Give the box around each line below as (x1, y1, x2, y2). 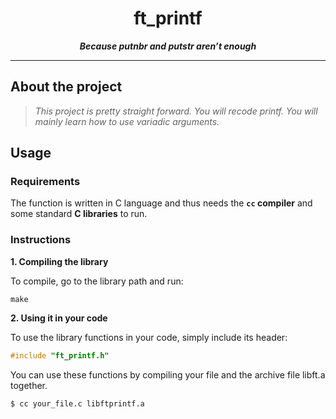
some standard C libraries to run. (10, 208, 148, 220)
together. (10, 379, 48, 391)
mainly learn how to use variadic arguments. (34, 115, 220, 127)
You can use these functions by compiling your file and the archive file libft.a (10, 368, 326, 381)
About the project (10, 78, 123, 96)
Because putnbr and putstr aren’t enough (79, 40, 257, 52)
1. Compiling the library (10, 255, 109, 267)
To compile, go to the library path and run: (10, 275, 184, 287)
